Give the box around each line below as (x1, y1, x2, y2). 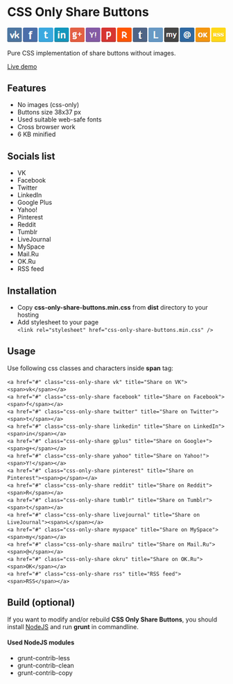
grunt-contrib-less (17, 653, 71, 662)
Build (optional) (7, 597, 75, 608)
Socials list (7, 150, 55, 162)
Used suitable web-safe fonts (17, 115, 102, 124)
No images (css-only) (17, 101, 80, 109)
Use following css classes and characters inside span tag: (7, 364, 173, 372)
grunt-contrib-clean (17, 661, 74, 669)
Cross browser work (17, 123, 76, 131)
